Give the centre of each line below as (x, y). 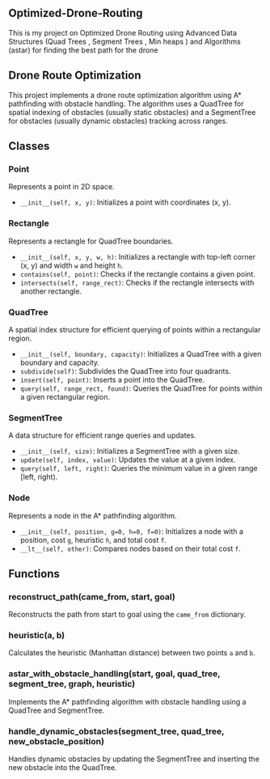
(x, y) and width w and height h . (72, 265)
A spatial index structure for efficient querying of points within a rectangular (135, 329)
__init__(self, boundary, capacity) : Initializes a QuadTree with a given (141, 354)
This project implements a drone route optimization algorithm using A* (125, 95)
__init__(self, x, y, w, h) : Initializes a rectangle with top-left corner (138, 256)
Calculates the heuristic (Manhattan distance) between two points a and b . (132, 653)
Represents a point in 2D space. (61, 187)
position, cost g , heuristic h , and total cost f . (93, 540)
